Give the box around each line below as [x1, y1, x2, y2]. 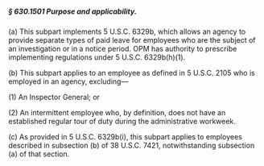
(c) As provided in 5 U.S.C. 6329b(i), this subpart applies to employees [8, 131, 243, 141]
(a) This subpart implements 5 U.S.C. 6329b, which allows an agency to [8, 27, 246, 36]
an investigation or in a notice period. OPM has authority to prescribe [8, 44, 237, 53]
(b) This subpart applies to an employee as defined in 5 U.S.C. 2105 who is [8, 68, 255, 77]
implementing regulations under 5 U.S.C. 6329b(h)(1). [8, 52, 186, 62]
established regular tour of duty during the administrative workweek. [8, 116, 236, 126]
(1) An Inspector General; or [8, 92, 101, 102]
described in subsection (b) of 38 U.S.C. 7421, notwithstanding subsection [8, 140, 255, 150]
